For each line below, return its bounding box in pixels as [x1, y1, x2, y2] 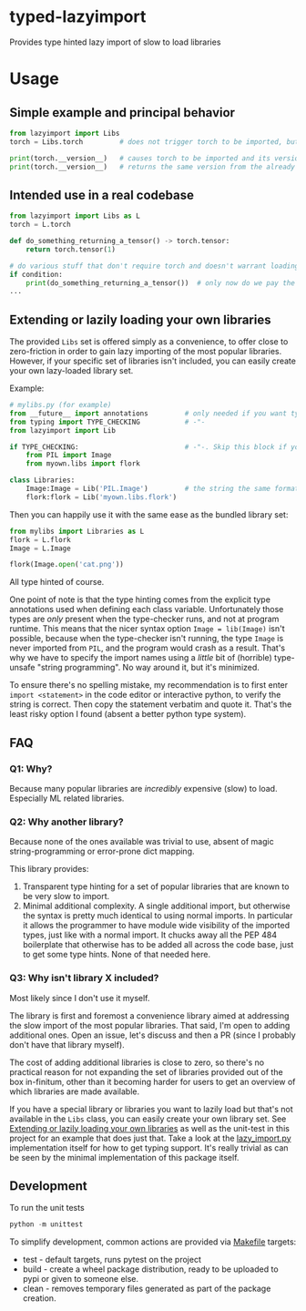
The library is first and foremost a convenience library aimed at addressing [9, 1009, 290, 1021]
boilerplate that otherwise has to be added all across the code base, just [22, 939, 294, 950]
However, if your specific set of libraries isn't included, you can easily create [9, 355, 296, 366]
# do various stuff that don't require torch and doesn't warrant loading [9, 261, 300, 271]
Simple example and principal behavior [9, 105, 235, 120]
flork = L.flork [9, 535, 71, 544]
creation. [22, 1293, 56, 1304]
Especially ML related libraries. [9, 793, 125, 804]
